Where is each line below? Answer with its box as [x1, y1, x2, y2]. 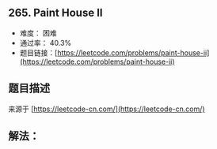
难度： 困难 [19, 28, 57, 38]
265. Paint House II [8, 6, 103, 20]
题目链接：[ [19, 47, 58, 58]
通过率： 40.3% [19, 38, 72, 47]
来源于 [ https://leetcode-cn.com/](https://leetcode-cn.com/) [8, 104, 205, 114]
